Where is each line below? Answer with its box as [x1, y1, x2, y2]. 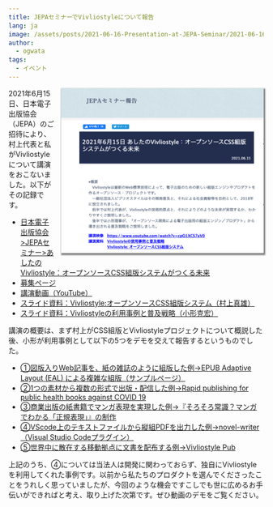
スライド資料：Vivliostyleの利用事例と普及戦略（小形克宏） [19, 308, 219, 317]
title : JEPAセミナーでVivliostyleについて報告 [8, 13, 155, 21]
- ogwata [15, 47, 45, 56]
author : [8, 39, 35, 47]
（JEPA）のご [8, 118, 54, 129]
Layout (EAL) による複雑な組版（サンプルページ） [19, 373, 186, 382]
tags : [8, 56, 27, 64]
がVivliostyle [8, 149, 50, 159]
